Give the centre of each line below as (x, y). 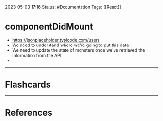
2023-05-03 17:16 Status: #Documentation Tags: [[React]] (63, 7)
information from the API (37, 55)
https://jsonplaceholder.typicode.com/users (56, 40)
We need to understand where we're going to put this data (70, 45)
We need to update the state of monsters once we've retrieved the (78, 50)
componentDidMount (49, 27)
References (29, 113)
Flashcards (28, 85)
